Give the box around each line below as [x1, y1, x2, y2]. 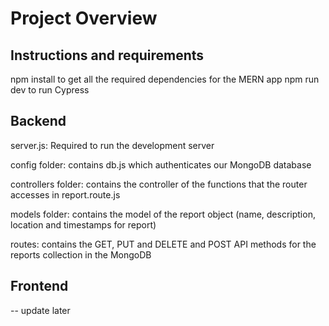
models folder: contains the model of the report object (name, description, [10, 208, 316, 220]
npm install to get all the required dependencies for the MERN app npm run [10, 73, 320, 85]
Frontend [10, 278, 69, 295]
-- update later [10, 304, 71, 316]
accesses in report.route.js [10, 188, 121, 201]
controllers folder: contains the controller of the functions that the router [10, 178, 308, 190]
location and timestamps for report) [10, 218, 157, 231]
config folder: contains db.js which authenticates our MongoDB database [10, 158, 312, 171]
